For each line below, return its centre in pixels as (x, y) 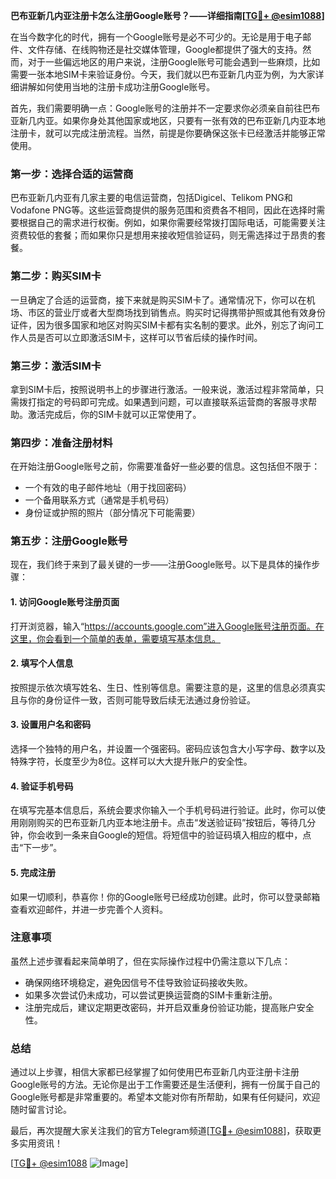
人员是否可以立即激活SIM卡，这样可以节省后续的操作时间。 (140, 337)
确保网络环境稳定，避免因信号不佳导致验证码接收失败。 (138, 982)
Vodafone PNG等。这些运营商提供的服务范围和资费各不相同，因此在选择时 (163, 210)
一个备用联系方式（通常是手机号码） (99, 500)
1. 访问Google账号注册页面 (65, 602)
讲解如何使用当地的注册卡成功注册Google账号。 (117, 87)
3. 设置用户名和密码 (51, 725)
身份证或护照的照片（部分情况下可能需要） (112, 513)
